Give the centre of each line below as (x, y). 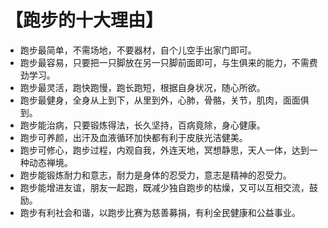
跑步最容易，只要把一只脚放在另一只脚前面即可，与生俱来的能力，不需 (164, 62)
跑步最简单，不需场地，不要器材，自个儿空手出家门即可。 (138, 50)
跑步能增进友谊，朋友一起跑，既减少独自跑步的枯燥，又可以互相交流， (164, 187)
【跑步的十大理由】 (84, 20)
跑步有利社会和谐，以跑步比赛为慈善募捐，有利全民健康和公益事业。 (160, 212)
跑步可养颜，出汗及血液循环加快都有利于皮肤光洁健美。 (133, 137)
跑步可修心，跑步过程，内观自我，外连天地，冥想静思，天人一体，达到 (164, 150)
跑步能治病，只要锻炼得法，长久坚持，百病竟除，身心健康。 (142, 125)
